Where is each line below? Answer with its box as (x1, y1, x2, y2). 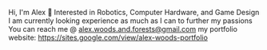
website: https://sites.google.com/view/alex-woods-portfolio (8, 33, 208, 42)
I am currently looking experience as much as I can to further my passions (8, 16, 253, 25)
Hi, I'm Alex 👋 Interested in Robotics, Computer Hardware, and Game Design (8, 8, 260, 17)
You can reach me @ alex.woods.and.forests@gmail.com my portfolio (8, 25, 238, 33)
